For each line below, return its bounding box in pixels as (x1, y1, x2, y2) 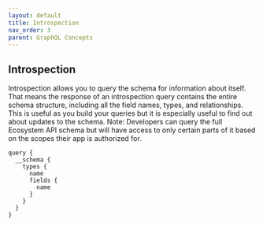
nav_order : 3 (8, 26, 51, 34)
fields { (28, 176, 58, 185)
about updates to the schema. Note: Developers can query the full (8, 117, 223, 127)
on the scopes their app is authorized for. (8, 134, 142, 143)
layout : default (8, 11, 61, 20)
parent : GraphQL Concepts (8, 33, 93, 42)
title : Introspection (8, 19, 80, 27)
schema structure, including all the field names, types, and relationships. (8, 100, 244, 110)
